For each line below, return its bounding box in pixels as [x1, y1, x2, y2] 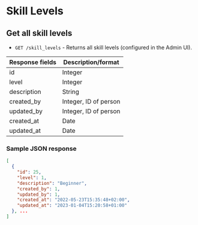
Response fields [9, 58, 57, 66]
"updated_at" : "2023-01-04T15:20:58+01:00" [17, 202, 128, 209]
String [62, 88, 80, 96]
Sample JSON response [6, 144, 77, 153]
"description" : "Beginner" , [17, 180, 87, 186]
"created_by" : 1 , [17, 186, 61, 192]
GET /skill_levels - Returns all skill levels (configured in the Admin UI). [14, 44, 192, 51]
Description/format [63, 58, 119, 66]
